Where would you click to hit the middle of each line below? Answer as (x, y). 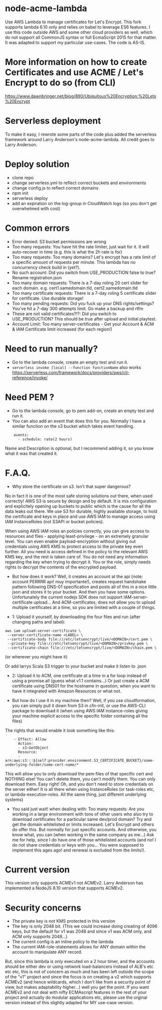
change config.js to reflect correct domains (55, 188)
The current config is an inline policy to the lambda (63, 942)
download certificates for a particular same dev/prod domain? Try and (82, 819)
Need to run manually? (52, 348)
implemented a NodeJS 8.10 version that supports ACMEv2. (65, 888)
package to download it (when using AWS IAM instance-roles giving (80, 710)
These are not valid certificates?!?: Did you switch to (64, 314)
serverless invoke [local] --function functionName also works (76, 367)
